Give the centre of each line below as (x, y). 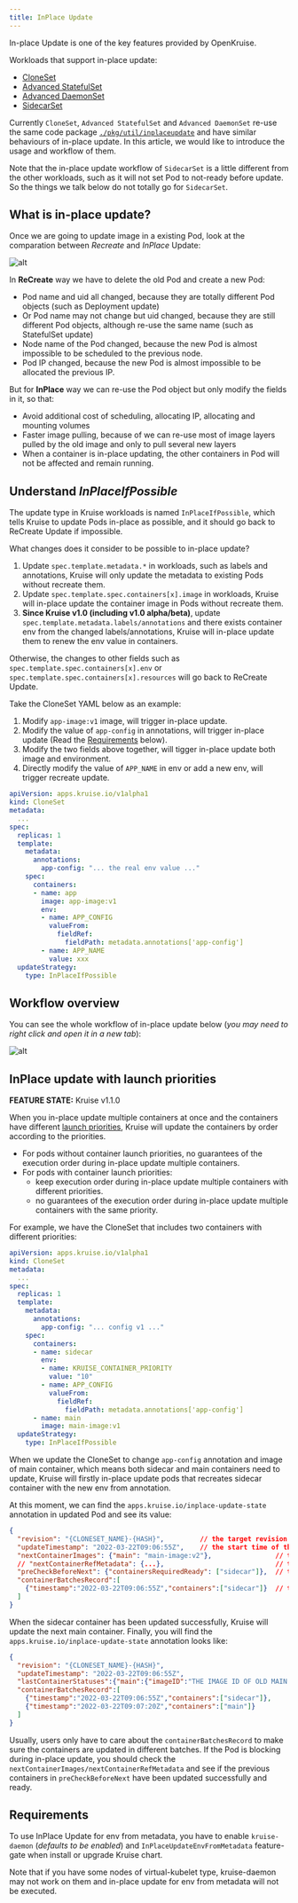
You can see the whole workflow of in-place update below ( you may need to (149, 1025)
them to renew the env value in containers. (100, 641)
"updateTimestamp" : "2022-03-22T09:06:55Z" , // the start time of (148, 1547)
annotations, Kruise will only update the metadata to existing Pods (143, 575)
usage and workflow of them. (63, 151)
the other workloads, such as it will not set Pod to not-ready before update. (146, 177)
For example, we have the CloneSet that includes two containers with (136, 1227)
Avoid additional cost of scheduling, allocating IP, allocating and (138, 416)
